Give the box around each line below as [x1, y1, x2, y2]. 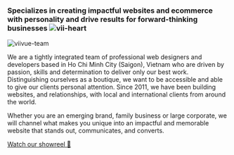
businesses [7, 23, 48, 33]
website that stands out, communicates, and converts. [7, 126, 164, 135]
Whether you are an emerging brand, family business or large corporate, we [7, 111, 227, 120]
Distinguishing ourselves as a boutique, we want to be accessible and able [7, 75, 223, 84]
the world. [7, 98, 37, 106]
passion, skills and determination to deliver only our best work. [7, 68, 189, 76]
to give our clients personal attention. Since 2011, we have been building [7, 83, 216, 92]
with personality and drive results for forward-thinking [7, 14, 198, 24]
